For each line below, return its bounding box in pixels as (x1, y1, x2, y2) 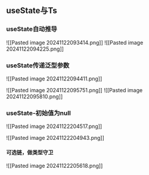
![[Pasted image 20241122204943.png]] (6, 135, 104, 142)
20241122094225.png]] (6, 45, 64, 52)
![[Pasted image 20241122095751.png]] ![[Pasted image (6, 86, 143, 93)
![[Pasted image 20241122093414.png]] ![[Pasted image (6, 39, 144, 46)
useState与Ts (6, 5, 58, 16)
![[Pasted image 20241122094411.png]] (6, 75, 103, 82)
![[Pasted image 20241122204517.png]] (6, 123, 103, 130)
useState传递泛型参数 (6, 61, 70, 70)
